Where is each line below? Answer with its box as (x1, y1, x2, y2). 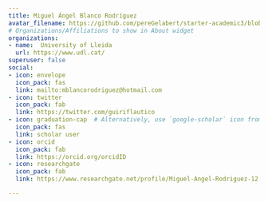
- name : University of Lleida (8, 42, 112, 50)
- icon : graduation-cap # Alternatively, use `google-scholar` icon (8, 116, 245, 124)
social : (8, 64, 34, 72)
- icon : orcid (8, 137, 56, 146)
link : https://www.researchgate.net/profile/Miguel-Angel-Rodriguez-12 (15, 175, 259, 184)
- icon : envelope (8, 71, 66, 79)
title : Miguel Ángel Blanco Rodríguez (8, 11, 137, 20)
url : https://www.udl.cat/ (15, 49, 105, 57)
